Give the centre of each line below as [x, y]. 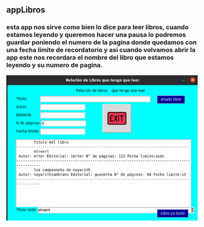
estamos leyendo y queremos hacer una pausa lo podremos [96, 35]
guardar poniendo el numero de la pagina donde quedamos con [102, 42]
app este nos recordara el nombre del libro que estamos [90, 58]
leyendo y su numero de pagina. [55, 65]
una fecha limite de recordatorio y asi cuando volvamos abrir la [101, 50]
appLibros [26, 10]
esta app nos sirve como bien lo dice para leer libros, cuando [98, 27]
